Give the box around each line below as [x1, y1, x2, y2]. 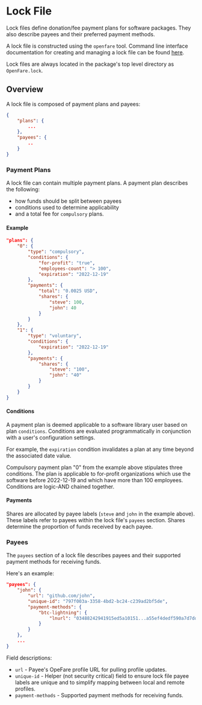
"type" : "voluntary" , [28, 333, 82, 339]
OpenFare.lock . [6, 66, 43, 74]
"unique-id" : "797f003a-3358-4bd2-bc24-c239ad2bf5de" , [28, 598, 168, 604]
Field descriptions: [6, 654, 52, 662]
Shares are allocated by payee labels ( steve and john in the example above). [6, 510, 195, 517]
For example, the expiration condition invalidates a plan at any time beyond [6, 445, 194, 453]
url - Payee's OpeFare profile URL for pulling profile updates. [14, 666, 167, 673]
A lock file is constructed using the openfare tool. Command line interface [6, 42, 188, 49]
